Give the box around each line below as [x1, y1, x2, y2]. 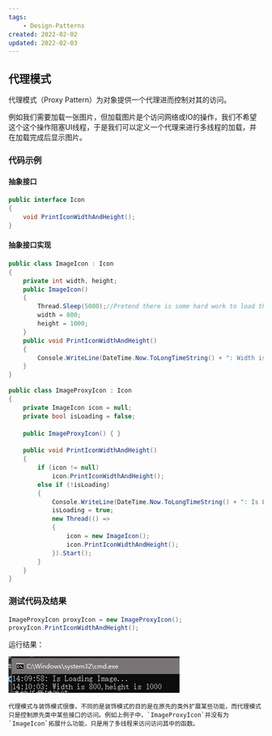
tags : [8, 13, 27, 21]
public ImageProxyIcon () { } [23, 429, 121, 437]
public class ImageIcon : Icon [8, 260, 114, 268]
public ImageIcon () [23, 285, 89, 294]
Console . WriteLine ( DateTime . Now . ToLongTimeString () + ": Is [51, 497, 259, 506]
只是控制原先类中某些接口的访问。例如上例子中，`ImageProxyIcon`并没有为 [8, 711, 229, 720]
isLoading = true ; [51, 506, 114, 514]
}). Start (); [51, 549, 92, 557]
